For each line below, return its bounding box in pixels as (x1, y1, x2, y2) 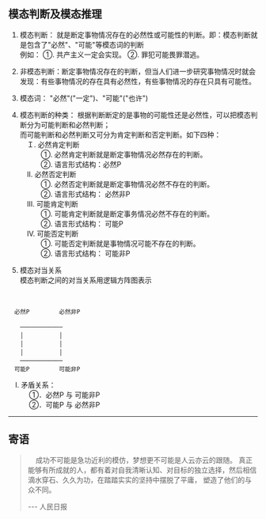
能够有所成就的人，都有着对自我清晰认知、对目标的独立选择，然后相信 (27, 465, 257, 475)
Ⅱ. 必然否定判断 (26, 169, 77, 179)
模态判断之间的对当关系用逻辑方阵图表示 (19, 275, 152, 285)
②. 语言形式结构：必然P (40, 159, 122, 169)
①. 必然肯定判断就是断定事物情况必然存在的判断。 (40, 150, 207, 159)
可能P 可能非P (13, 365, 81, 373)
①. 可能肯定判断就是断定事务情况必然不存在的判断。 (40, 209, 215, 218)
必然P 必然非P (13, 308, 81, 316)
